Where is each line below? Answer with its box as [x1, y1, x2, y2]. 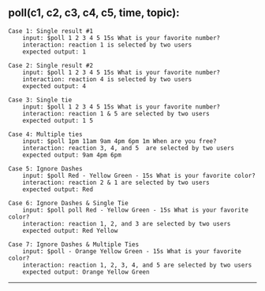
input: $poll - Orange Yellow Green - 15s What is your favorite [22, 247, 242, 255]
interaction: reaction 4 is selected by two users [22, 75, 192, 83]
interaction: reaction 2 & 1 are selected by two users [22, 179, 211, 186]
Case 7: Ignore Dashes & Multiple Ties [8, 240, 140, 249]
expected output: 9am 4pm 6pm [22, 151, 122, 159]
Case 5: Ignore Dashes [8, 164, 83, 172]
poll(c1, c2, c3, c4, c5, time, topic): [8, 6, 180, 20]
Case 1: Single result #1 [8, 27, 93, 35]
